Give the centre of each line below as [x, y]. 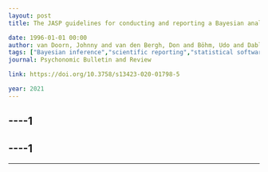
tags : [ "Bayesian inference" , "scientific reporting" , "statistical [121, 53]
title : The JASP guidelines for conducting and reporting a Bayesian [126, 23]
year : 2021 [26, 89]
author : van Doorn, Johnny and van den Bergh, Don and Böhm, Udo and [126, 45]
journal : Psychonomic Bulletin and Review [80, 60]
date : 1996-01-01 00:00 [48, 38]
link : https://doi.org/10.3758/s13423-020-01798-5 [94, 74]
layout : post [30, 16]
